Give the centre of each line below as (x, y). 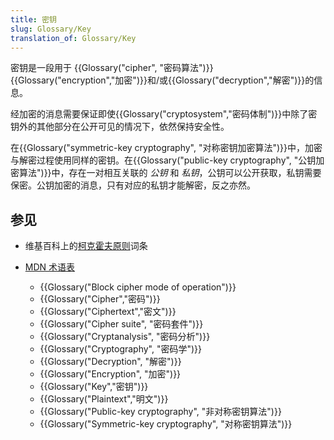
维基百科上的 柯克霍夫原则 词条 (86, 246)
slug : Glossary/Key (51, 29)
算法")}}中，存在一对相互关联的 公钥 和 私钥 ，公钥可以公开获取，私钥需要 (170, 173)
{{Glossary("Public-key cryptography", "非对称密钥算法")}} (160, 412)
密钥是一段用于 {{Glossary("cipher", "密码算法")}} (112, 68)
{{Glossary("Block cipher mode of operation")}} (138, 287)
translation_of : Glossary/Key (73, 38)
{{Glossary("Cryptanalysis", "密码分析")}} (125, 337)
